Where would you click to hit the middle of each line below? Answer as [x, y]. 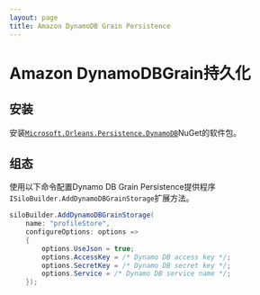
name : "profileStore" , [68, 224]
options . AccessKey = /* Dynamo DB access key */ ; [136, 257]
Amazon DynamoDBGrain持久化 [130, 73]
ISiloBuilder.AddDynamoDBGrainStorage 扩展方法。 [102, 198]
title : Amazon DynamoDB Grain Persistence [90, 26]
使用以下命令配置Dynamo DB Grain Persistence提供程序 [112, 187]
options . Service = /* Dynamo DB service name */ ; [136, 274]
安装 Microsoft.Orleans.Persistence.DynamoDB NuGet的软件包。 [126, 132]
